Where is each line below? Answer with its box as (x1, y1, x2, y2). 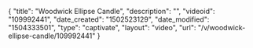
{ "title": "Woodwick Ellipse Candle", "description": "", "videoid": (8, 7, 215, 15)
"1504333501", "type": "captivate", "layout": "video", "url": (8, 23, 196, 32)
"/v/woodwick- (197, 23, 246, 32)
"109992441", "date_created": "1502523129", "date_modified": (8, 15, 210, 24)
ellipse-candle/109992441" (8, 31, 96, 40)
